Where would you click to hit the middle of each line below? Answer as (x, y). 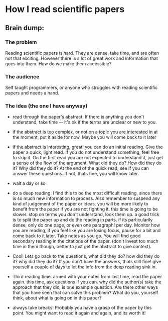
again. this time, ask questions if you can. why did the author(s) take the (87, 282)
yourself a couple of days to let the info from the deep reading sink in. (85, 267)
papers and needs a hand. (32, 93)
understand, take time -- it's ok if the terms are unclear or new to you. (85, 122)
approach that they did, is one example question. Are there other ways (85, 287)
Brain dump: (25, 28)
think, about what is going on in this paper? (57, 298)
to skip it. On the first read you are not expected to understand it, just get (88, 158)
